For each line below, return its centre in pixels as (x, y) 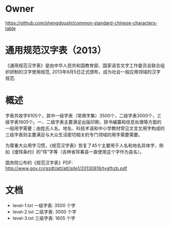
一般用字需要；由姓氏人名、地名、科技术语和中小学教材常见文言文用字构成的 (85, 128)
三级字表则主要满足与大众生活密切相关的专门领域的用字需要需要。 (74, 135)
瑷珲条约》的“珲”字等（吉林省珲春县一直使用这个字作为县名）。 (79, 152)
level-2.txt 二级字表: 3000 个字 (45, 212)
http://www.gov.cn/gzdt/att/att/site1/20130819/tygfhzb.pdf (66, 168)
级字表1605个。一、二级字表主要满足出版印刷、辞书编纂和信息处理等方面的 (83, 122)
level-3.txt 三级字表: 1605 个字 (44, 218)
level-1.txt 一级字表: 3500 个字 (44, 205)
